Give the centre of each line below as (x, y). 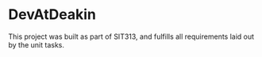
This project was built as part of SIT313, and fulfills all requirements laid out (131, 36)
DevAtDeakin (52, 15)
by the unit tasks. (37, 44)
